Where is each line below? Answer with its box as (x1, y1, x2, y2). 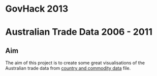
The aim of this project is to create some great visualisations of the (5, 60, 145, 66)
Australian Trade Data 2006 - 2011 (5, 26, 152, 38)
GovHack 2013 (5, 3, 69, 15)
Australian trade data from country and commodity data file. (5, 65, 131, 71)
